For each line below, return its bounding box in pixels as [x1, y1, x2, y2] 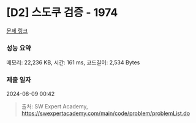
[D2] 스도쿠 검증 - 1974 [6, 6, 118, 20]
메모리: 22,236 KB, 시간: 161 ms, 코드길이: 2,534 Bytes [6, 59, 140, 66]
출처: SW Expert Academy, [21, 102, 88, 110]
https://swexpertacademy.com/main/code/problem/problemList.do [21, 110, 190, 117]
